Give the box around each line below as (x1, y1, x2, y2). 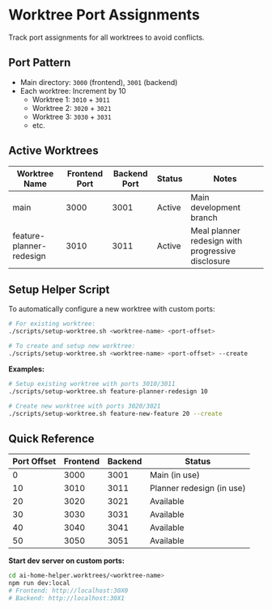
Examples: (8, 364, 45, 374)
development (190, 201, 241, 213)
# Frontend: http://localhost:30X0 (8, 587, 129, 595)
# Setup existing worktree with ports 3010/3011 (8, 379, 176, 388)
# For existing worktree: (8, 320, 96, 328)
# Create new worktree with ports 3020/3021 (8, 402, 161, 410)
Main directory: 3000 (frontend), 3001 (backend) (19, 77, 178, 87)
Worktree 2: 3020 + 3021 (32, 103, 112, 112)
